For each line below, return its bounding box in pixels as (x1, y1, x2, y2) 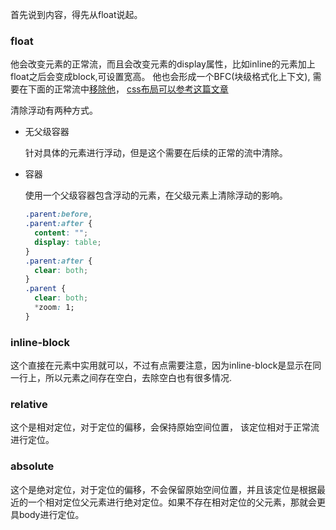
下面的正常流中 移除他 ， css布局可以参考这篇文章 (27, 83, 229, 95)
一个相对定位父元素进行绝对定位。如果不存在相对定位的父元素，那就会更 (27, 496, 326, 508)
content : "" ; (34, 228, 89, 238)
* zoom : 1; (34, 303, 75, 313)
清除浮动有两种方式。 (10, 104, 98, 117)
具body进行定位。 (10, 508, 85, 520)
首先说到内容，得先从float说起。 (10, 9, 143, 20)
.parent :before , (24, 209, 93, 220)
